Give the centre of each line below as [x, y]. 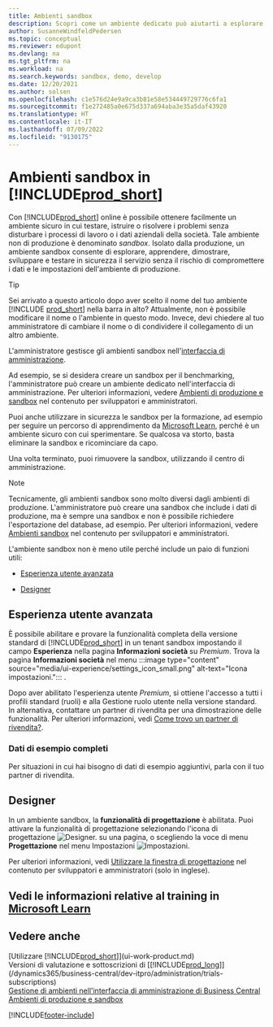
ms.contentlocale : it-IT [50, 122]
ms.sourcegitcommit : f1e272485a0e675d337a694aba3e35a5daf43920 [118, 107]
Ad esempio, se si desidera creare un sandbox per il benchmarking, [121, 375]
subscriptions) [32, 981]
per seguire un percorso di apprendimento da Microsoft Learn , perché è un [134, 425]
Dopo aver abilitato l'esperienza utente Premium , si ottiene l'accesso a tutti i [135, 693]
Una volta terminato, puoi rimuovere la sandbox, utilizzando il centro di [127, 458]
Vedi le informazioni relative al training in [114, 896]
